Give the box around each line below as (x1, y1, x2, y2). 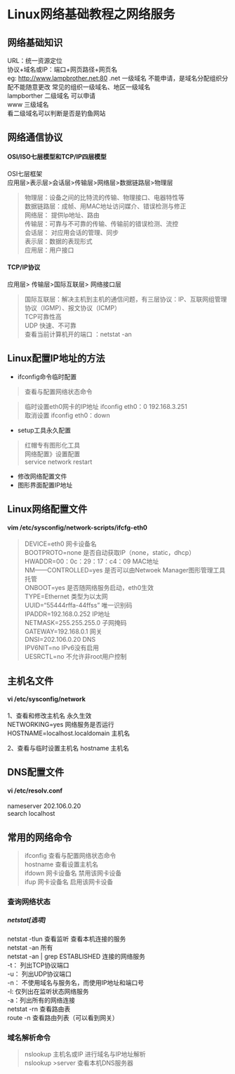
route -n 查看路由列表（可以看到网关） (7, 1014, 119, 1022)
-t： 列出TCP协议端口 (7, 961, 69, 969)
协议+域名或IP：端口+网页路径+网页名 (7, 65, 118, 74)
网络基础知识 (7, 36, 63, 48)
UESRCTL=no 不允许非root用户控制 (24, 652, 128, 661)
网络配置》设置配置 (24, 450, 81, 458)
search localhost (7, 810, 55, 818)
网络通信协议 (7, 131, 63, 144)
